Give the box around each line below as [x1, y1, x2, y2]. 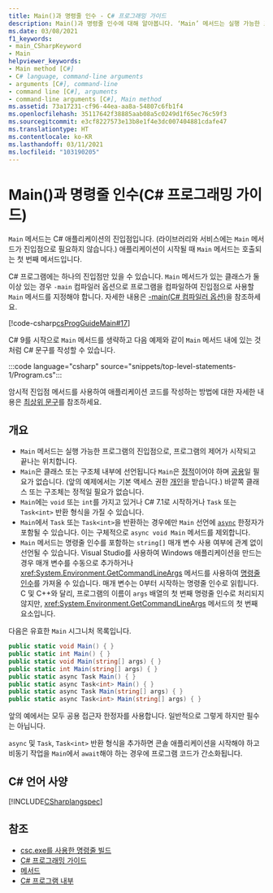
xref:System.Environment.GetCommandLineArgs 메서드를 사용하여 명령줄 [19, 568, 261, 578]
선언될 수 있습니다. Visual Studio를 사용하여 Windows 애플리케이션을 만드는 [19, 548, 262, 557]
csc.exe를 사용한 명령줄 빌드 [19, 845, 112, 855]
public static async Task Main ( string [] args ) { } [8, 687, 184, 696]
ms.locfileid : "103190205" [8, 148, 100, 156]
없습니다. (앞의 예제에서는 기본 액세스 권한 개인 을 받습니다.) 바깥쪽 [35, 477, 245, 487]
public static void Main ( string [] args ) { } [8, 657, 162, 665]
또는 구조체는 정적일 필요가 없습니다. [28, 487, 145, 496]
